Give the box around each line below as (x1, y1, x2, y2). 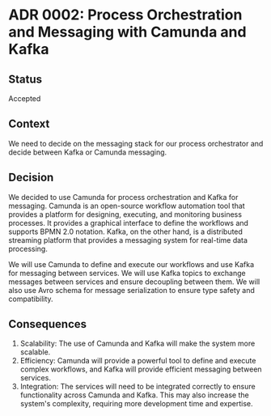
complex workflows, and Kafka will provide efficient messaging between (19, 364, 262, 374)
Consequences (8, 317, 87, 331)
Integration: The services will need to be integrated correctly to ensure (19, 382, 256, 392)
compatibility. (8, 294, 54, 304)
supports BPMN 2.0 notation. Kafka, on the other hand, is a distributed (8, 227, 243, 236)
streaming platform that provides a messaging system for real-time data (8, 235, 248, 244)
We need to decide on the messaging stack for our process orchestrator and (8, 138, 264, 148)
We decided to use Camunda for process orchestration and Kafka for (8, 192, 239, 202)
